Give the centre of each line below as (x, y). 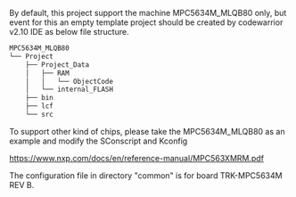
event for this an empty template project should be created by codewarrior (146, 22)
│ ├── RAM (47, 73)
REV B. (22, 185)
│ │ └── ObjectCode (70, 81)
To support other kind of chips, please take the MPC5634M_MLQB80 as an (147, 131)
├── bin (39, 98)
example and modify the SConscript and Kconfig (99, 141)
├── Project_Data (58, 65)
